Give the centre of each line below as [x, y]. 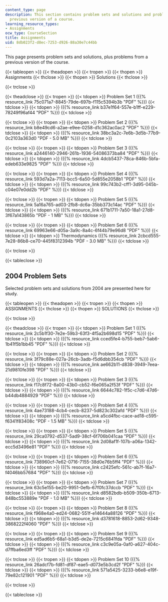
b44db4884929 [22, 395]
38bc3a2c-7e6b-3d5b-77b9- [130, 133]
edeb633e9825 [21, 164]
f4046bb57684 [21, 472]
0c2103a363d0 [21, 138]
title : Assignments [25, 38]
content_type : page [25, 10]
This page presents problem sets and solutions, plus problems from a [77, 57]
